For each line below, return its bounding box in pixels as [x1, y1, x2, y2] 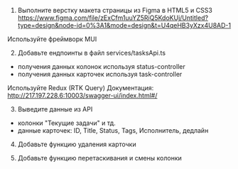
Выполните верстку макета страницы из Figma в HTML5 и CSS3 [17, 6, 213, 14]
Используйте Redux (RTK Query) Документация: [7, 84, 154, 92]
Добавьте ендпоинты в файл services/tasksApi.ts [17, 49, 166, 57]
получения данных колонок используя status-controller [17, 62, 186, 70]
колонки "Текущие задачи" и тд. [17, 119, 116, 127]
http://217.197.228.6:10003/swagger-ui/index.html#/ [7, 92, 158, 99]
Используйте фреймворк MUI [7, 35, 97, 43]
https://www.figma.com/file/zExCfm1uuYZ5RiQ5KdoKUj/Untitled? [17, 13, 208, 22]
